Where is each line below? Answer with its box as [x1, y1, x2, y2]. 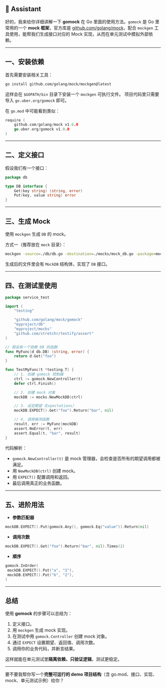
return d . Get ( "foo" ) [14, 354, 56, 359]
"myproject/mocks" [14, 326, 52, 331]
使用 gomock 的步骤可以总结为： [5, 610, 73, 616]
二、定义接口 [5, 151, 44, 160]
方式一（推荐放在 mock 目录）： [5, 242, 67, 247]
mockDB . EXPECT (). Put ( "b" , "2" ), [7, 572, 74, 577]
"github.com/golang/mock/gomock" [14, 317, 83, 323]
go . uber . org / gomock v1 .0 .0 [14, 127, 70, 132]
